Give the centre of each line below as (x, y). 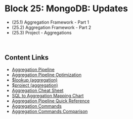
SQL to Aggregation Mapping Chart (48, 95)
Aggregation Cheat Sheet (38, 90)
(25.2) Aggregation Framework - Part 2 (51, 27)
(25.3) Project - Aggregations (42, 32)
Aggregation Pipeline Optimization (47, 75)
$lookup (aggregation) (35, 80)
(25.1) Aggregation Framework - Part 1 (50, 22)
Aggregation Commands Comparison (50, 111)
